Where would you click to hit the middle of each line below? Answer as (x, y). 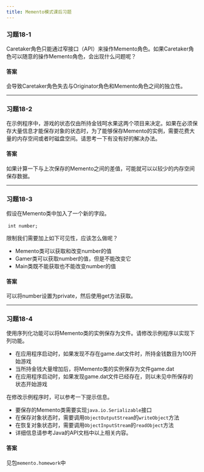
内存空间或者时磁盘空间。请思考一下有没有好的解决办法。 (89, 139)
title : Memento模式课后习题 (39, 12)
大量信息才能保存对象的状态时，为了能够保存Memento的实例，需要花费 (100, 131)
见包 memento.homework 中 (36, 462)
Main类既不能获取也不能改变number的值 (66, 266)
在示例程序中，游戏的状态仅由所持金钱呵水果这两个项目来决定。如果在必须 (99, 123)
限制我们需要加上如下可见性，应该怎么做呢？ (62, 238)
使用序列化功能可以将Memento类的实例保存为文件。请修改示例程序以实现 (98, 333)
